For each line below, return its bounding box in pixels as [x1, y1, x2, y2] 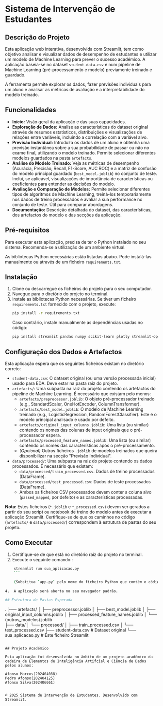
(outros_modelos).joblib [5, 616, 52, 622]
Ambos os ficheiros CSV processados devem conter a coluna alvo [19, 489, 152, 495]
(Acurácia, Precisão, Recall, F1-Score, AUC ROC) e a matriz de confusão [12, 165, 157, 171]
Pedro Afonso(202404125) [5, 676, 55, 681]
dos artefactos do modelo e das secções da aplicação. [12, 212, 122, 218]
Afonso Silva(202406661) [5, 680, 55, 685]
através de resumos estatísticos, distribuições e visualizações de [12, 129, 142, 135]
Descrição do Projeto [5, 33, 70, 41]
